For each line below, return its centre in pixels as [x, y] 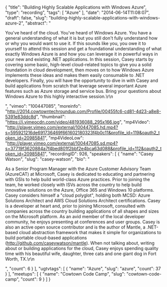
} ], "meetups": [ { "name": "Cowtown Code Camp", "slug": [65, 274]
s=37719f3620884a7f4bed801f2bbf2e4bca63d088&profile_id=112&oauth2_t [83, 148]
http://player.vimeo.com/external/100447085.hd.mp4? [63, 127]
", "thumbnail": [51, 117]
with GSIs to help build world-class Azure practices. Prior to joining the [78, 179]
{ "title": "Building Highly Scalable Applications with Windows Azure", [76, 7]
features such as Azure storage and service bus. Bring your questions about [83, 91]
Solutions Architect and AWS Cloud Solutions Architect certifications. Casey [83, 201]
